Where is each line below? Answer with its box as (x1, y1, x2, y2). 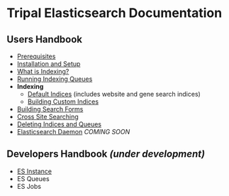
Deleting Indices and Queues (16, 120, 102, 129)
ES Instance (16, 167, 52, 175)
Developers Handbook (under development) (6, 148, 206, 160)
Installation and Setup (16, 60, 81, 68)
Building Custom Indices (27, 97, 99, 106)
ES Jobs (16, 182, 42, 190)
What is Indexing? (16, 67, 69, 75)
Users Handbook (6, 33, 83, 45)
